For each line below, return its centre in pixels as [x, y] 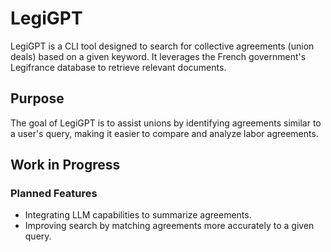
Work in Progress [65, 165]
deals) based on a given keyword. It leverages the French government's [158, 56]
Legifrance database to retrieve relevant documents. [118, 67]
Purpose [37, 98]
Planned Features [54, 194]
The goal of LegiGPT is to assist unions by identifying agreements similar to [166, 123]
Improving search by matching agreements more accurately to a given [169, 226]
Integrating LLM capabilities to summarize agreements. [138, 215]
